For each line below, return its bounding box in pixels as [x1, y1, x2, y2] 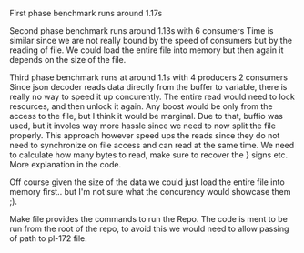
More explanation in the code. [9, 159, 121, 169]
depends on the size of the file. [9, 55, 127, 65]
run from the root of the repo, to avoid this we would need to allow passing [9, 223, 289, 234]
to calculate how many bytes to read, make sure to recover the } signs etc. [9, 149, 289, 160]
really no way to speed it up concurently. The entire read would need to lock [9, 91, 296, 102]
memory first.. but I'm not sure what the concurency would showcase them [9, 187, 291, 197]
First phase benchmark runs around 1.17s [9, 8, 163, 18]
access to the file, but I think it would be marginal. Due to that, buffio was [9, 111, 284, 121]
